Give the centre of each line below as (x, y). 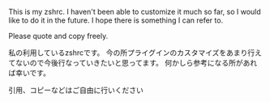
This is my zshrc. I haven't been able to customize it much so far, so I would (135, 12)
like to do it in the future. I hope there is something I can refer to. (116, 20)
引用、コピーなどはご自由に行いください (76, 90)
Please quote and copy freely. (58, 36)
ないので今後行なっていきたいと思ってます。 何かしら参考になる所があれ (136, 63)
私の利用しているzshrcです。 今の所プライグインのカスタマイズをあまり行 (132, 53)
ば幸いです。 (30, 73)
